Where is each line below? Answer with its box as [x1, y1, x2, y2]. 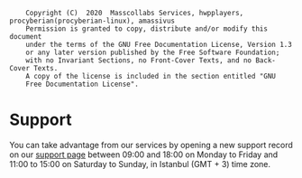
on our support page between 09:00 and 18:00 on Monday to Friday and [9, 149, 279, 160]
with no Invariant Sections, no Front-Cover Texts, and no [25, 56, 252, 65]
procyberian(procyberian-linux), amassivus [9, 16, 176, 25]
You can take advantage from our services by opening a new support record [9, 139, 293, 150]
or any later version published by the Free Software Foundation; [25, 48, 280, 57]
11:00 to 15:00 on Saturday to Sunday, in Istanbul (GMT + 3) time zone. [9, 158, 271, 169]
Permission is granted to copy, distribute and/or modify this [25, 24, 269, 33]
